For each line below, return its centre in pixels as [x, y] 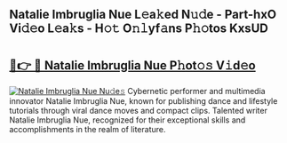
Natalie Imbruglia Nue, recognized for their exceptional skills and [128, 120]
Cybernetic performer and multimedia [196, 91]
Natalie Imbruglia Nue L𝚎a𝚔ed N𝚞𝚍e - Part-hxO [143, 15]
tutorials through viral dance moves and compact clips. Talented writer [139, 111]
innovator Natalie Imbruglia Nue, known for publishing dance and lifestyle [143, 101]
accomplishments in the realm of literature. [88, 129]
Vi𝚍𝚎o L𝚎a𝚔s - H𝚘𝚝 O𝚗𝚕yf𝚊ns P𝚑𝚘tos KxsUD [139, 29]
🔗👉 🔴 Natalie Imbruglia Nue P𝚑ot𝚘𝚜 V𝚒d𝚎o [132, 65]
